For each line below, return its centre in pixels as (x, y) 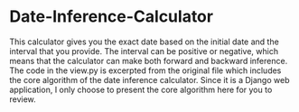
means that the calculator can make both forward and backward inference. (149, 61)
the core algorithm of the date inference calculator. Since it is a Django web (149, 79)
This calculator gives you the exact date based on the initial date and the (145, 42)
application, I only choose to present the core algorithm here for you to (141, 89)
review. (23, 99)
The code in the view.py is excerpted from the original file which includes (145, 70)
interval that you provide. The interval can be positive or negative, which (144, 51)
